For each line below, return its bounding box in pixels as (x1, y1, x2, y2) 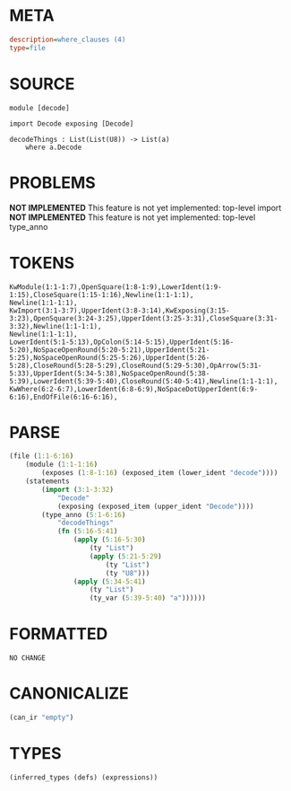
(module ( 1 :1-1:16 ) (25, 460, 98, 470)
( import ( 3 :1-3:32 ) (41, 485, 115, 494)
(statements (25, 477, 70, 486)
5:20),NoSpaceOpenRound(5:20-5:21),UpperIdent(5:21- (9, 345, 210, 355)
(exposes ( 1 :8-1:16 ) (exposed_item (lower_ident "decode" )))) (41, 469, 278, 478)
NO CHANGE (9, 654, 47, 663)
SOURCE (9, 74, 75, 94)
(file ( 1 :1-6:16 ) (9, 452, 74, 461)
